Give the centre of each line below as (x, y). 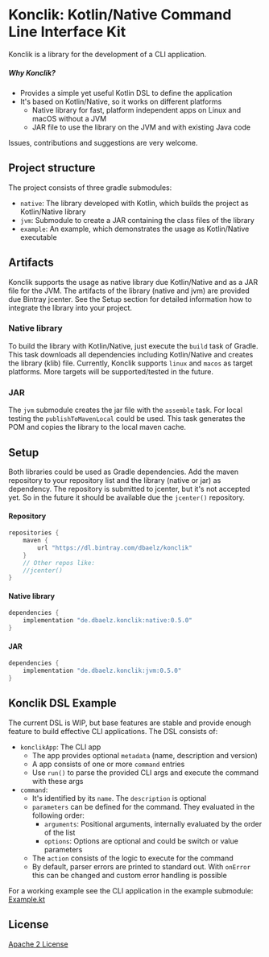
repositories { (34, 533)
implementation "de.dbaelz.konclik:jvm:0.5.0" (102, 671)
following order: (58, 815)
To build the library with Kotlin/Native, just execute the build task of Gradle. (134, 346)
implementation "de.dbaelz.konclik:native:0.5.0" (108, 621)
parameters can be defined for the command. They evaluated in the (143, 806)
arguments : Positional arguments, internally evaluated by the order (153, 823)
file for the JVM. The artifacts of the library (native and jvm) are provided (129, 291)
